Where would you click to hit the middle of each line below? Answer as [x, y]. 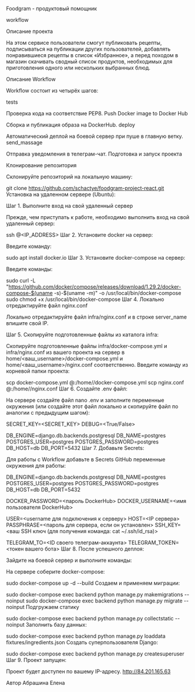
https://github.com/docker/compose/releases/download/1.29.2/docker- [95, 287]
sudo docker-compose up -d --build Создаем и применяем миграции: [93, 583]
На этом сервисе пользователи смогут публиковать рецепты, [84, 43]
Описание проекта [30, 31]
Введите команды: [29, 269]
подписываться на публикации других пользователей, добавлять [88, 49]
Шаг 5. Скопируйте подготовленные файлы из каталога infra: [83, 335]
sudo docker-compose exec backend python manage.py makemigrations [95, 595]
